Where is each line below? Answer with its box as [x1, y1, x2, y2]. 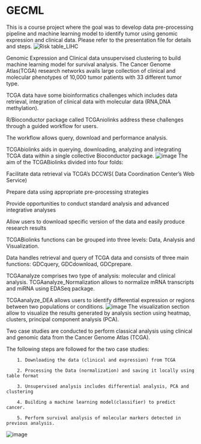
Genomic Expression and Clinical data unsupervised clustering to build [6, 54, 181, 61]
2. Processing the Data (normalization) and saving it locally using [17, 368, 195, 374]
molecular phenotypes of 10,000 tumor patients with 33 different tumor [6, 73, 182, 81]
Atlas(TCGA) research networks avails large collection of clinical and [6, 67, 176, 74]
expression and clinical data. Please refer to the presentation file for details [6, 36, 191, 43]
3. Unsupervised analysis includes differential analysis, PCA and [17, 383, 189, 389]
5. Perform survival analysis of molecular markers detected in [17, 415, 181, 421]
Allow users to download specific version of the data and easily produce [6, 218, 185, 225]
